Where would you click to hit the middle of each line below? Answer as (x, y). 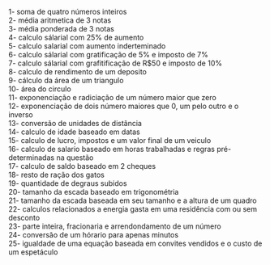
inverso (21, 115)
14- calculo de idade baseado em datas (74, 132)
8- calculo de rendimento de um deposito (78, 72)
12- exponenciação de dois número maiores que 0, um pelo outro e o (124, 106)
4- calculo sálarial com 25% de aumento (76, 37)
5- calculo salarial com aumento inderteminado (87, 46)
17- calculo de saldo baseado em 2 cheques (82, 166)
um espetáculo (33, 252)
